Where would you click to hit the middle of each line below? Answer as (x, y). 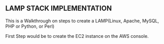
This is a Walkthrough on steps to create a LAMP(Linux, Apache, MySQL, (82, 20)
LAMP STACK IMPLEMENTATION (58, 8)
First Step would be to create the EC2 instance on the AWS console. (77, 36)
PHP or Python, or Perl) (30, 26)
